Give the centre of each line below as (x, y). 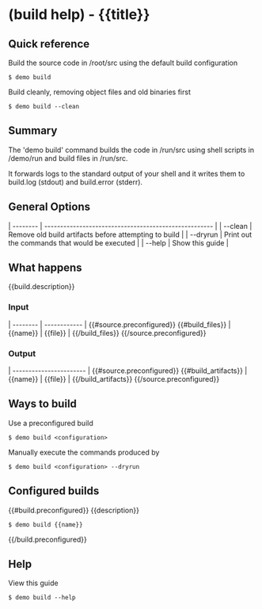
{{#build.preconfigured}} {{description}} (74, 510)
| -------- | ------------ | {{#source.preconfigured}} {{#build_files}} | (120, 324)
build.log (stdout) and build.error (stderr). (76, 182)
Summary (33, 131)
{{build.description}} (42, 287)
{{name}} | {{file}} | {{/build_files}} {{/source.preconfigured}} (107, 333)
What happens (45, 268)
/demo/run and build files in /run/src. (68, 158)
